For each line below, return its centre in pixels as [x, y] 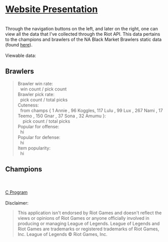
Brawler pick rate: [36, 94]
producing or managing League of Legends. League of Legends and [89, 223]
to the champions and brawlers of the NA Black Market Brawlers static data [83, 39]
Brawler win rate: [35, 83]
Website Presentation [51, 9]
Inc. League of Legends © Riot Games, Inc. [62, 234]
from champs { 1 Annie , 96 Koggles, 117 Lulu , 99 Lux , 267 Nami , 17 [91, 110]
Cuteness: [28, 105]
